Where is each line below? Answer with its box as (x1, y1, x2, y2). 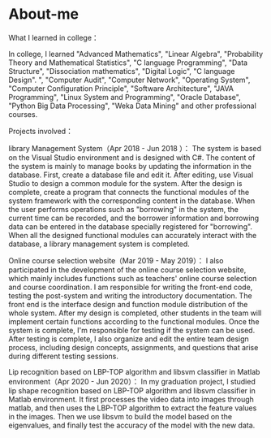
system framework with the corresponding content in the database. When (8, 196, 256, 206)
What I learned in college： (8, 33, 99, 42)
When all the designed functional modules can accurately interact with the (8, 230, 257, 240)
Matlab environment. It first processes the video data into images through (8, 394, 254, 404)
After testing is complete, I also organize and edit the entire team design (8, 334, 249, 344)
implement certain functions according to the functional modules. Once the (8, 316, 260, 326)
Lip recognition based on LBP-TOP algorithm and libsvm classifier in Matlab (8, 366, 260, 376)
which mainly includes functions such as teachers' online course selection (8, 273, 257, 283)
